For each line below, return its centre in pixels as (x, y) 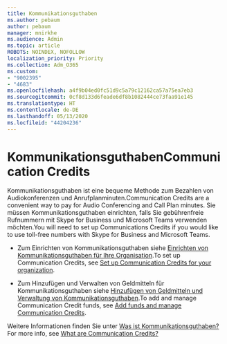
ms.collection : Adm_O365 (43, 65)
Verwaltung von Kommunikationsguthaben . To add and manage (107, 298)
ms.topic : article (34, 46)
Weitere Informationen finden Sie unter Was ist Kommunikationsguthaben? (113, 326)
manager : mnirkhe (32, 33)
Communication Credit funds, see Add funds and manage (99, 305)
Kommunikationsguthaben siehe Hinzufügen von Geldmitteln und (110, 291)
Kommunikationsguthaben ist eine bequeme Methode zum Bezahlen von (111, 191)
